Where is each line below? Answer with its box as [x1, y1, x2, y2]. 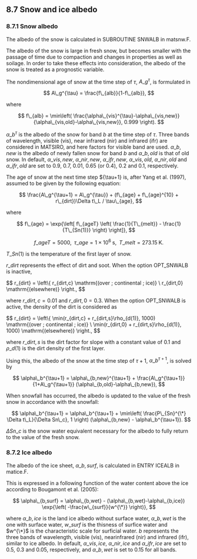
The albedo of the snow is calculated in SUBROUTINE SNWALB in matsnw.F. [6, 35, 191, 43]
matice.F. [6, 468, 29, 475]
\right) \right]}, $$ [92, 226, 136, 233]
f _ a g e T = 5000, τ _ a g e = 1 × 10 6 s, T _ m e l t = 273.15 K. [34, 238, 164, 246]
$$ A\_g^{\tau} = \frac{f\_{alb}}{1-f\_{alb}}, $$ [43, 89, 155, 96]
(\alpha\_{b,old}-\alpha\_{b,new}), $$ [75, 381, 165, 388]
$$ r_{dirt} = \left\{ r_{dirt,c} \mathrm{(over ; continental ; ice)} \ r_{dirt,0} [6, 279, 183, 286]
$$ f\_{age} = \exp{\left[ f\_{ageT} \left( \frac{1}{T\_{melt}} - [16, 220, 162, 227]
